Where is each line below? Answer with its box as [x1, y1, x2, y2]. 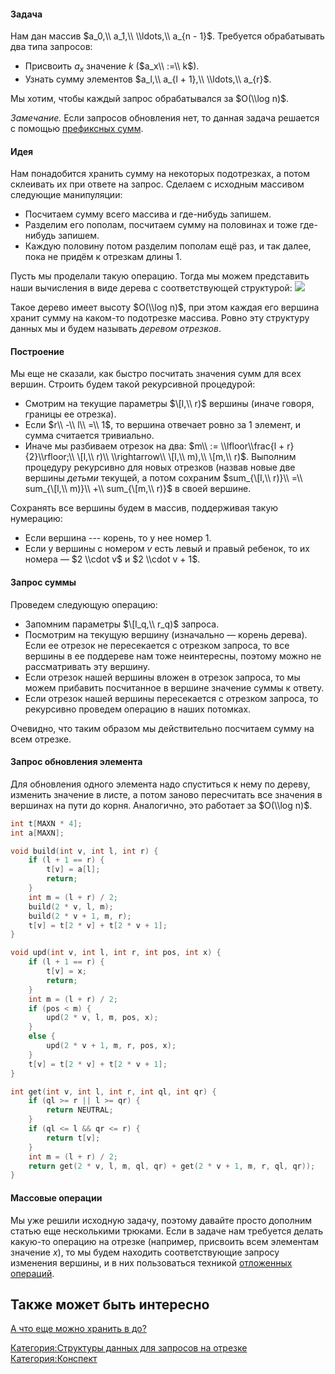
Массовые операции [10, 1191, 103, 1204]
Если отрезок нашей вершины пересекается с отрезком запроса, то [24, 692, 319, 704]
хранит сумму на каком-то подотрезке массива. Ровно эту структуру [10, 312, 310, 324]
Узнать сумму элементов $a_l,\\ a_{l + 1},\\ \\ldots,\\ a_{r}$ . [24, 73, 272, 85]
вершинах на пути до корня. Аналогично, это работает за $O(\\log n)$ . [10, 799, 313, 811]
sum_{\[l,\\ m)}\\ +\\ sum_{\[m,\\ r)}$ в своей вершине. [24, 483, 252, 495]
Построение [10, 345, 65, 357]
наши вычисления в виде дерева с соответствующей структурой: [10, 282, 293, 294]
